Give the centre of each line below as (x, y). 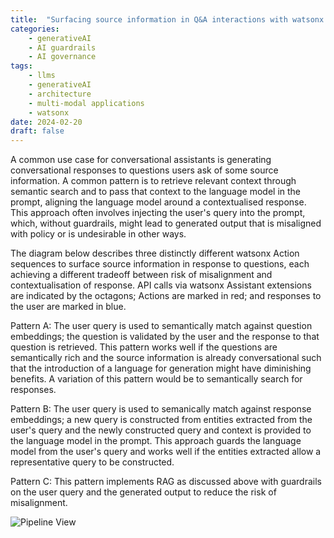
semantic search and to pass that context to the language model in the (155, 192)
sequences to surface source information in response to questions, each (160, 264)
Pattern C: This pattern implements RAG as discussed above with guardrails (166, 482)
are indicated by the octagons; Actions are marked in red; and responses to (166, 296)
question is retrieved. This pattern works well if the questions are (144, 347)
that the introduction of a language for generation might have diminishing (161, 368)
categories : (35, 29)
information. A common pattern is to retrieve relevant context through (153, 181)
